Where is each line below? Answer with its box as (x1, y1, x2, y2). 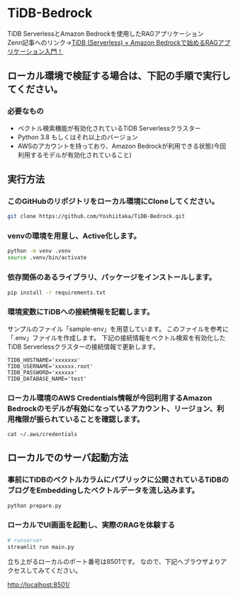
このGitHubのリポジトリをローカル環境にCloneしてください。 (7, 196, 220, 206)
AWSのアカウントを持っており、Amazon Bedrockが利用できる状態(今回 (17, 141, 227, 150)
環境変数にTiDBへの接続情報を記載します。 (7, 307, 154, 317)
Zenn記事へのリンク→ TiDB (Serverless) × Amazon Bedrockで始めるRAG (7, 38, 218, 47)
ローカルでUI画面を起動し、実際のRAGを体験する (7, 520, 176, 530)
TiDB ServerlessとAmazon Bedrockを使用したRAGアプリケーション (7, 29, 204, 38)
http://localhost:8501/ (7, 580, 70, 589)
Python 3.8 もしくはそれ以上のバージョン (17, 133, 138, 141)
